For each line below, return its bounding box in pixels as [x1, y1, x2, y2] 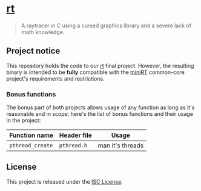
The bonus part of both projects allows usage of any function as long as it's [6, 104, 195, 111]
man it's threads [97, 141, 144, 150]
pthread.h [59, 142, 88, 149]
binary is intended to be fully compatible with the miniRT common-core [6, 69, 185, 76]
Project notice [6, 46, 61, 56]
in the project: [6, 117, 41, 124]
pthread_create [9, 142, 53, 149]
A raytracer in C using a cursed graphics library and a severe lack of [21, 22, 192, 29]
